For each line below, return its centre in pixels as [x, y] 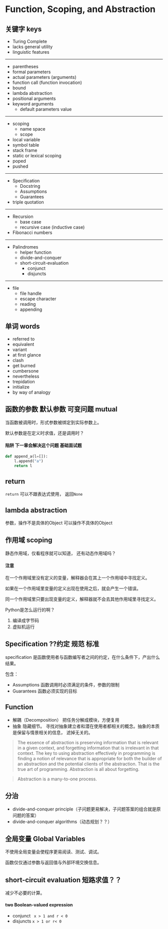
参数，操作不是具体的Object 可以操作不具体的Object [59, 523]
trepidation [23, 381]
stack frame [25, 150]
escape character [38, 299]
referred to [23, 339]
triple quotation [28, 202]
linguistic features [31, 52]
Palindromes [25, 247]
